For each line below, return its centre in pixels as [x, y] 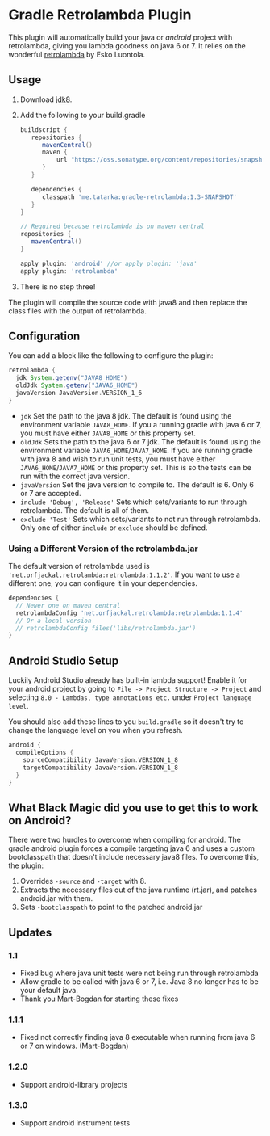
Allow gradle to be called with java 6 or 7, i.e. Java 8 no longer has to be [139, 981]
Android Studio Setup [64, 661]
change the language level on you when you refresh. [96, 730]
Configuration [44, 337]
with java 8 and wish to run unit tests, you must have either [118, 459]
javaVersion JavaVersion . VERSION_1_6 [79, 393]
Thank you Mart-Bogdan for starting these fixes [99, 999]
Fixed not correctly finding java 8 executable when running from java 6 [137, 1037]
